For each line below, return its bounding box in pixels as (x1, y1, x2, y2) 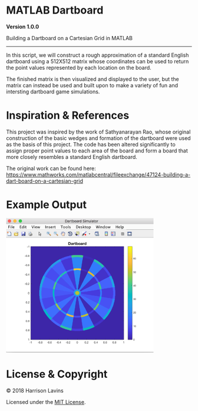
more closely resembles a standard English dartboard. (6, 153, 137, 160)
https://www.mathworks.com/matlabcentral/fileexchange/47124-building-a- (6, 171, 191, 178)
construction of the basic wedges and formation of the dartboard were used (6, 134, 191, 142)
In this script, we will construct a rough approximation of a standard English (6, 51, 189, 58)
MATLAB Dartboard (6, 4, 104, 17)
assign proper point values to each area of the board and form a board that (6, 147, 188, 154)
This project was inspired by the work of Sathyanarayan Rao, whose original (6, 128, 191, 135)
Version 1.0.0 (6, 23, 39, 30)
